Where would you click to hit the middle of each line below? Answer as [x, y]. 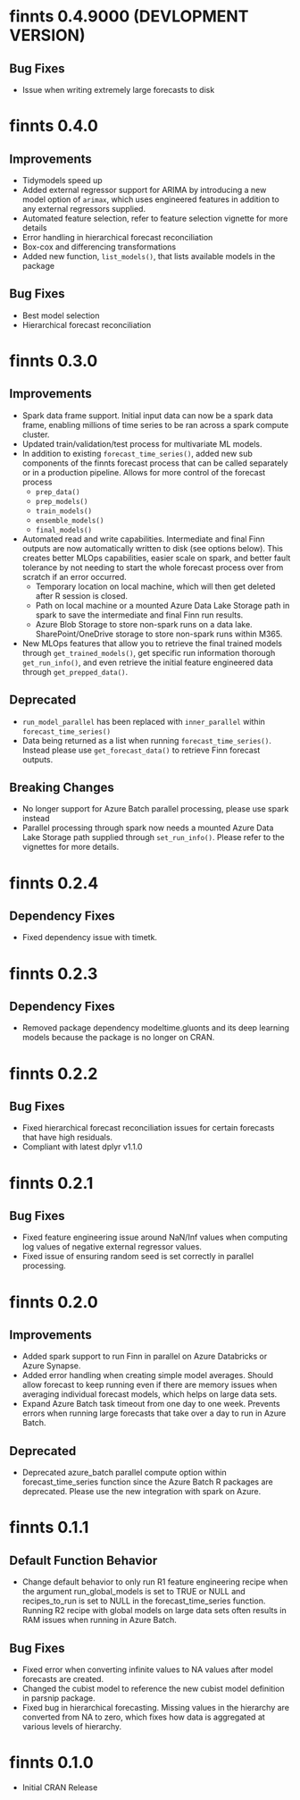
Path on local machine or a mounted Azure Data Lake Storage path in [162, 605]
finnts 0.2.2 [54, 1073]
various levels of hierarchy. [72, 1727]
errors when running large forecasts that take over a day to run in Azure [154, 1413]
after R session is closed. [81, 595]
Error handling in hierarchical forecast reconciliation [117, 237]
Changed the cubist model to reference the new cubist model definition [154, 1689]
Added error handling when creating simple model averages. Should [148, 1375]
